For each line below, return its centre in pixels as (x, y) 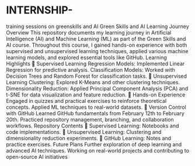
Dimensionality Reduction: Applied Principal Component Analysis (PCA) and (97, 88)
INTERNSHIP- (39, 10)
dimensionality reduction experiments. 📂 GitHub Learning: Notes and (88, 138)
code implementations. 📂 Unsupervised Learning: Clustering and (84, 132)
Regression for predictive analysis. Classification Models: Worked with (90, 70)
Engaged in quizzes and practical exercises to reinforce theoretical (86, 101)
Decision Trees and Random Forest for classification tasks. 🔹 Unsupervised (97, 76)
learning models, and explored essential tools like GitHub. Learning (87, 57)
